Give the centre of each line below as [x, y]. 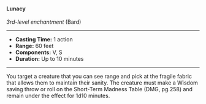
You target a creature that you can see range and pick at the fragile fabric [99, 77]
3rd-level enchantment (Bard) [44, 22]
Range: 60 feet [34, 46]
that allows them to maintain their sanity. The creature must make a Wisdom [102, 83]
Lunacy [16, 9]
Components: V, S [39, 52]
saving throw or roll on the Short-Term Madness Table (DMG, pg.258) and [100, 89]
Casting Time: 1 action [44, 40]
